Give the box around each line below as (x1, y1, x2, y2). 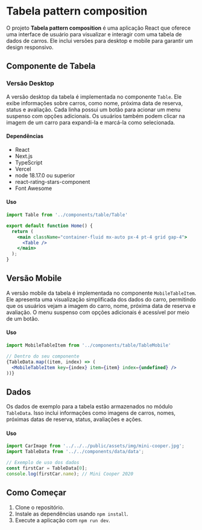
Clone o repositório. (14, 503, 65, 511)
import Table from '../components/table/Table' (6, 212, 128, 218)
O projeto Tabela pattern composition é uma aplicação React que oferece (6, 24, 191, 31)
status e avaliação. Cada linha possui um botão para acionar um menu (6, 106, 181, 113)
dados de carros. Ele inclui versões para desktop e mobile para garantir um (6, 37, 193, 44)
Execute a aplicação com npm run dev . (14, 516, 110, 524)
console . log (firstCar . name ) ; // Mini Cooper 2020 (6, 471, 134, 477)
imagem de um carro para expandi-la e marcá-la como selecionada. (6, 119, 175, 126)
